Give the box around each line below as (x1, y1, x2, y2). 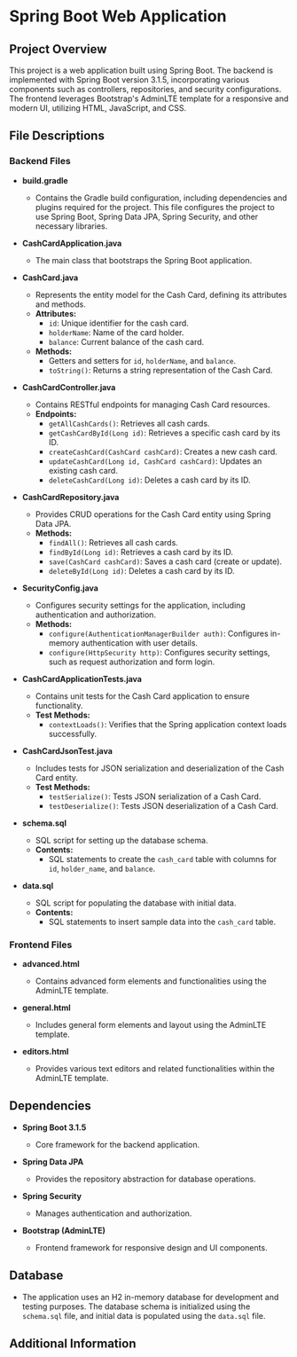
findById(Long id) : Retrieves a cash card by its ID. (48, 546, 233, 557)
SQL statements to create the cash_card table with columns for (48, 853, 277, 864)
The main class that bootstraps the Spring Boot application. (35, 255, 253, 265)
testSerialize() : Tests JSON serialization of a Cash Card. (48, 791, 262, 802)
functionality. (35, 700, 83, 710)
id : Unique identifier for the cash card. (48, 318, 189, 328)
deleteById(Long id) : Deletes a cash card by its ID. (48, 565, 235, 576)
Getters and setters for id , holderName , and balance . (48, 355, 237, 365)
